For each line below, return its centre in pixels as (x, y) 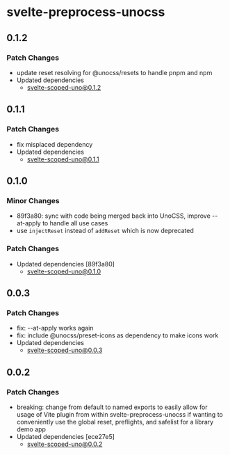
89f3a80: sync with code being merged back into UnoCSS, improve (114, 216)
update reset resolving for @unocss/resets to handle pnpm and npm (114, 72)
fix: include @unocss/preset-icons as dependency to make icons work (117, 335)
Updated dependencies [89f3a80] (66, 264)
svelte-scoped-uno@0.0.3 (65, 350)
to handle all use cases (75, 223)
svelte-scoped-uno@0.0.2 (65, 444)
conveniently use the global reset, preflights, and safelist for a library (115, 422)
